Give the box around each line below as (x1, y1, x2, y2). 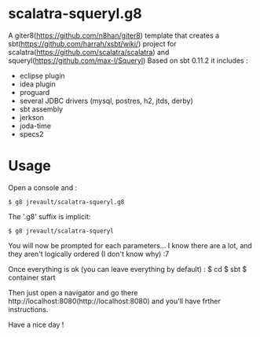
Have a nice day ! (8, 320, 64, 329)
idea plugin (19, 79, 57, 89)
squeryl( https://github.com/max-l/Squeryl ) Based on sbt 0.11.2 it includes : (8, 56, 249, 65)
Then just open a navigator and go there (8, 288, 138, 297)
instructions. (8, 304, 49, 314)
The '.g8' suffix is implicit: (8, 211, 92, 221)
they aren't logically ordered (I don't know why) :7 (8, 249, 170, 258)
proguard (19, 87, 50, 97)
